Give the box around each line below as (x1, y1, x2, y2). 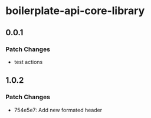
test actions (14, 58, 43, 65)
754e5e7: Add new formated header (14, 106, 103, 113)
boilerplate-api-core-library (5, 4, 145, 18)
